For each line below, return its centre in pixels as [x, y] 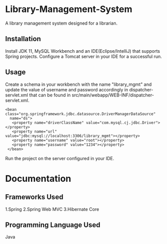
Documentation [38, 178]
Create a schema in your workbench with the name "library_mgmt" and [78, 84]
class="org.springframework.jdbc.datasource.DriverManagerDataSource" [80, 114]
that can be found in [50, 95]
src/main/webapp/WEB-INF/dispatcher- [113, 95]
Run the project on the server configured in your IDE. [60, 158]
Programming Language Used [53, 225]
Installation [23, 39]
